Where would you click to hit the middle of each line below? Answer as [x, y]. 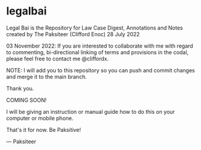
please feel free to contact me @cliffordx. [58, 58]
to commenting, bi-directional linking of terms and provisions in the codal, [97, 52]
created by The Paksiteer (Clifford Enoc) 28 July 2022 [73, 34]
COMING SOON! [26, 100]
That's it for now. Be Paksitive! [43, 130]
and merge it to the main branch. [46, 77]
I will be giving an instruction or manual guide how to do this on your [91, 111]
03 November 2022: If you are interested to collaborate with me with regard [100, 46]
